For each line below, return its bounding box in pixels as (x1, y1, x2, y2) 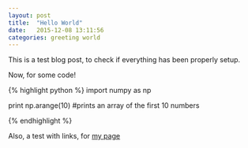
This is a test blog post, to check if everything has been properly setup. (8, 55, 241, 65)
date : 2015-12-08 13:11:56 (8, 26, 104, 34)
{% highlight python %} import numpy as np (8, 86, 152, 95)
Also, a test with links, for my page (8, 131, 121, 141)
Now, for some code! (8, 70, 77, 80)
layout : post (8, 11, 51, 20)
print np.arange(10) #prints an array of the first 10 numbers (8, 101, 200, 110)
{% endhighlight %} (8, 116, 73, 126)
